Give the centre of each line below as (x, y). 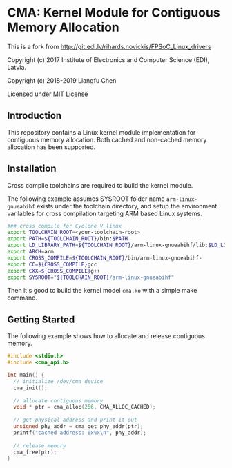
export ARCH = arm (30, 252)
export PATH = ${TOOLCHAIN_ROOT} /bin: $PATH (68, 239)
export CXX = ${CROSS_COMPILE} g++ (54, 271)
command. (22, 298)
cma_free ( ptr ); (35, 452)
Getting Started (41, 319)
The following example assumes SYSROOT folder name (86, 199)
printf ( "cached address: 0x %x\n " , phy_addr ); (80, 433)
